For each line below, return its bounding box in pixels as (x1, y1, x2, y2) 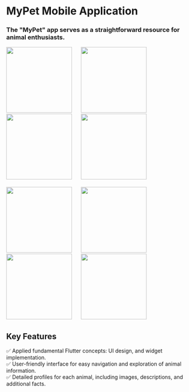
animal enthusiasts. (6, 33, 65, 41)
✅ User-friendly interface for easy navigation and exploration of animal (6, 360, 182, 367)
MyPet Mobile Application (6, 4, 138, 18)
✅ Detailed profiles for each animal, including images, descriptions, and (6, 373, 184, 381)
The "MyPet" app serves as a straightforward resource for (6, 26, 180, 34)
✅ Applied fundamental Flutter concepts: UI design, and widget (6, 347, 163, 355)
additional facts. (6, 380, 46, 388)
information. (6, 367, 37, 375)
